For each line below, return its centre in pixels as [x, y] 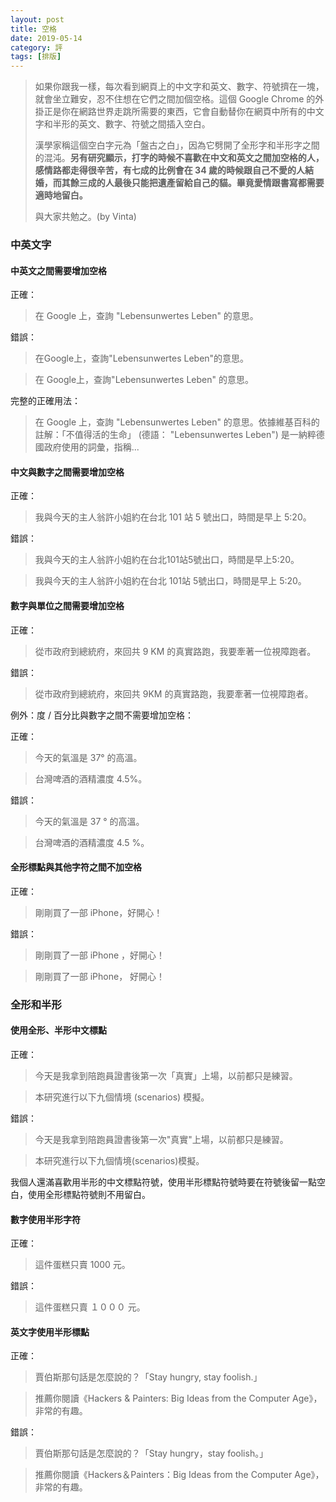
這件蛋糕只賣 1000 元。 [82, 1265]
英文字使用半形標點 [50, 1332]
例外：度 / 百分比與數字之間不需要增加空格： [102, 715]
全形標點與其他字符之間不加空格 [76, 867]
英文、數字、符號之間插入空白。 [144, 124]
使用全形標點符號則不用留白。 [89, 1194]
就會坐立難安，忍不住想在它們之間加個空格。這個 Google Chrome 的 [175, 99]
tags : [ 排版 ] [36, 57]
